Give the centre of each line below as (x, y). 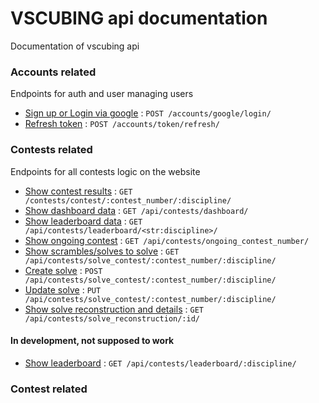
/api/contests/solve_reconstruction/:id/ (112, 318)
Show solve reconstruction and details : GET (114, 309)
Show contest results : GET (78, 191)
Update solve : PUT (63, 289)
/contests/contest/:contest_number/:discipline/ (128, 200)
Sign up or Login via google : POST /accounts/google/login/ (148, 113)
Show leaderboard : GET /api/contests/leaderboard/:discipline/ (160, 363)
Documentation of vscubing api (75, 46)
